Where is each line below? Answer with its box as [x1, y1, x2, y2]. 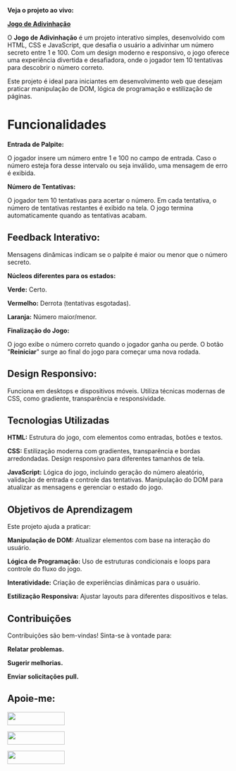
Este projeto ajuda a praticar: [7, 522, 92, 531]
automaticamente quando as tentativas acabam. [7, 211, 147, 220]
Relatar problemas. [7, 645, 65, 653]
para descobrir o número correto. [7, 64, 104, 71]
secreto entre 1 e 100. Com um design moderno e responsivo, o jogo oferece [7, 49, 230, 56]
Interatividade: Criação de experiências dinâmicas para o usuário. [7, 578, 201, 587]
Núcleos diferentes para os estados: [7, 271, 116, 280]
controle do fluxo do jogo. [7, 565, 82, 573]
